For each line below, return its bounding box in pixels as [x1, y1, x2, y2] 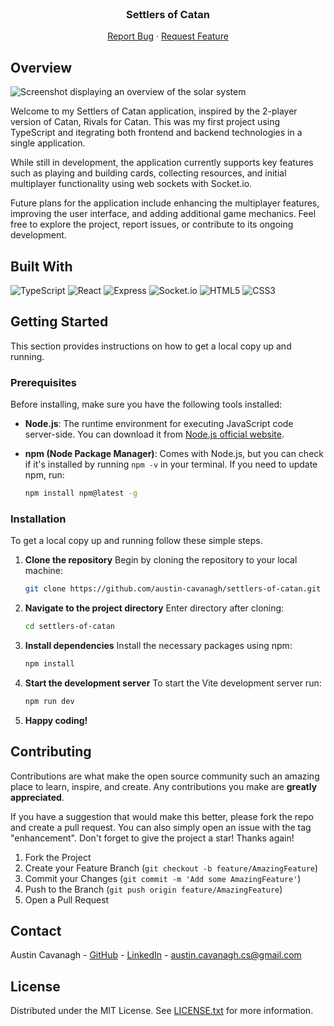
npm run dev [24, 696, 75, 706]
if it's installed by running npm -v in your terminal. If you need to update [24, 458, 318, 471]
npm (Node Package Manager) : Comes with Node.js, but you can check [24, 448, 324, 460]
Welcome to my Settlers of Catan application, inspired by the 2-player [10, 105, 298, 117]
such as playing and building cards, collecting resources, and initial [10, 167, 287, 179]
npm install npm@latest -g [24, 488, 138, 499]
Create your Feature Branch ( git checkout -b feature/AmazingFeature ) [24, 862, 319, 874]
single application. [10, 137, 86, 149]
